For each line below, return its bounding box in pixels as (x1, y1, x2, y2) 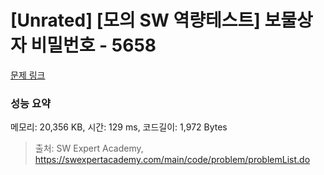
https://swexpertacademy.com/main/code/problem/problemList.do (34, 154, 311, 166)
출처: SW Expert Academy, (34, 142, 144, 155)
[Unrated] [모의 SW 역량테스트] (10, 9, 261, 32)
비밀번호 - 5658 (30, 34, 157, 57)
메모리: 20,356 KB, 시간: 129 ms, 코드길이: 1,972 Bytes (10, 121, 228, 133)
